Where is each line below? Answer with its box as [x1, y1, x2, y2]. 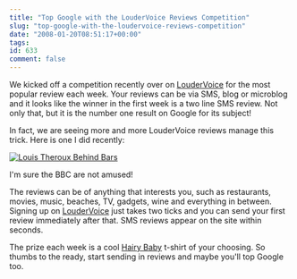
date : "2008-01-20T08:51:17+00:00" [9, 30, 142, 38]
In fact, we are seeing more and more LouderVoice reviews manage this [9, 125, 275, 135]
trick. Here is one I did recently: [9, 135, 125, 145]
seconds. [9, 224, 44, 235]
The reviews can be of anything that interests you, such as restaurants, [9, 187, 271, 197]
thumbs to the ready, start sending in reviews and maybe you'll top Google [9, 251, 284, 262]
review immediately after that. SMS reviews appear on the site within [9, 216, 262, 225]
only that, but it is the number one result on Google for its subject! [9, 108, 252, 118]
